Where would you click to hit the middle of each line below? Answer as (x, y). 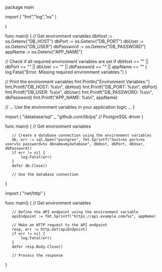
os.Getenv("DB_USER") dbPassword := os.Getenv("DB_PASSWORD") (76, 46)
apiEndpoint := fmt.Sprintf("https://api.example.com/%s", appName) (84, 216)
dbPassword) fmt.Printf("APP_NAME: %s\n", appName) (61, 97)
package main (20, 7)
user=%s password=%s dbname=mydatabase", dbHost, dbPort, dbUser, (75, 144)
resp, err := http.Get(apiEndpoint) (50, 229)
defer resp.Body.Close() (37, 247)
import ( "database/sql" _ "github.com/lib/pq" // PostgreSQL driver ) (74, 117)
